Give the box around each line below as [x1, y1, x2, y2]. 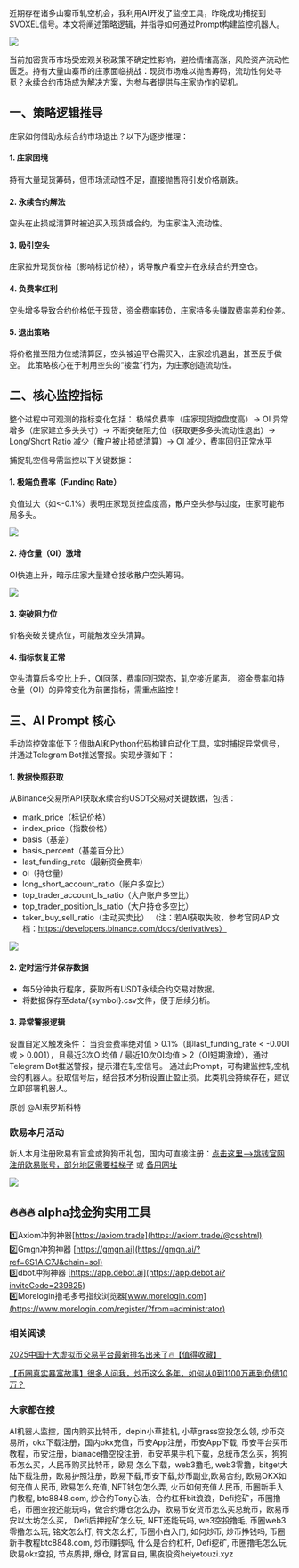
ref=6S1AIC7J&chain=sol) [9, 1256, 103, 1267]
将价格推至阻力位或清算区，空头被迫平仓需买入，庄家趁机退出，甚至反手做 [9, 348, 282, 359]
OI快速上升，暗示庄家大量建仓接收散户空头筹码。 [9, 569, 190, 581]
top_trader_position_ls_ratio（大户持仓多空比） [21, 901, 194, 911]
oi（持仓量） [21, 868, 69, 878]
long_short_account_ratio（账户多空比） [21, 878, 170, 889]
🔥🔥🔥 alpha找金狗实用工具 [9, 1205, 151, 1220]
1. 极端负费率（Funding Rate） [9, 477, 122, 487]
